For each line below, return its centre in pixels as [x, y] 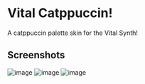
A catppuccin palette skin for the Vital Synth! [73, 33]
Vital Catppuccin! [60, 13]
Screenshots [36, 55]
